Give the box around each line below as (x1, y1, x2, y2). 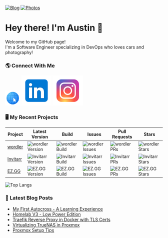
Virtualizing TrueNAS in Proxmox (12, 221, 80, 227)
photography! (5, 49, 33, 55)
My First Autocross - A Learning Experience (12, 205, 103, 212)
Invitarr (7, 156, 22, 162)
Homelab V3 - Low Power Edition (12, 211, 81, 217)
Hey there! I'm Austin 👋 (5, 22, 103, 33)
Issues (87, 131, 101, 137)
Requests (112, 134, 132, 140)
